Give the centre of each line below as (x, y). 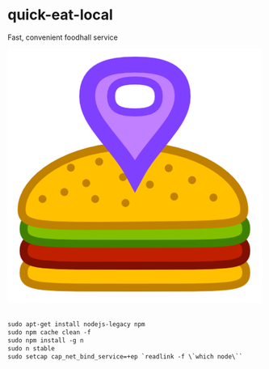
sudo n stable (32, 349)
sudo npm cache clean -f (49, 333)
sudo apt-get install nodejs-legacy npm (77, 324)
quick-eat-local (61, 15)
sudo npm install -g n (46, 341)
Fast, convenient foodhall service (63, 37)
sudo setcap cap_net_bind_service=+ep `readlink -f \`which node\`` (125, 357)
